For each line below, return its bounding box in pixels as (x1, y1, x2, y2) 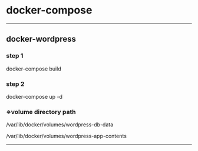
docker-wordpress (6, 34, 77, 44)
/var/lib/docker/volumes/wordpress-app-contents (6, 133, 127, 140)
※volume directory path (6, 108, 77, 116)
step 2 (6, 80, 25, 88)
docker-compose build (6, 65, 61, 72)
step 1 (6, 52, 24, 60)
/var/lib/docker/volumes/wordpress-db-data (6, 121, 114, 128)
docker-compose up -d (6, 93, 63, 100)
